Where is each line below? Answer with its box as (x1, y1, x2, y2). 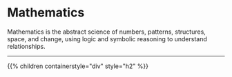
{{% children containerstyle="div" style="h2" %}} (7, 62, 149, 70)
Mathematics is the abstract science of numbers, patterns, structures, (7, 27, 206, 36)
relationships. (7, 42, 46, 50)
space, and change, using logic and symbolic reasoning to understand (7, 34, 207, 43)
